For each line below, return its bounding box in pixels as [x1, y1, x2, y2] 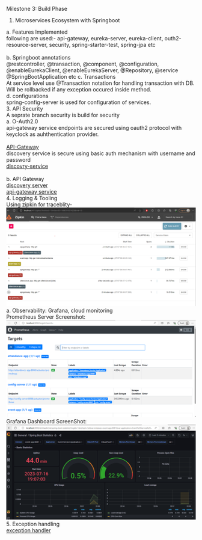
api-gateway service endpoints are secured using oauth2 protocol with [6, 124, 182, 131]
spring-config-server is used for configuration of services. [6, 99, 151, 106]
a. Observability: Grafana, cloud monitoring [6, 307, 113, 314]
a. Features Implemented [6, 28, 68, 35]
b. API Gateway [6, 176, 44, 182]
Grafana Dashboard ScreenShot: [6, 417, 87, 425]
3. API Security [6, 105, 43, 112]
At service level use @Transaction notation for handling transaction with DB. [6, 79, 195, 87]
